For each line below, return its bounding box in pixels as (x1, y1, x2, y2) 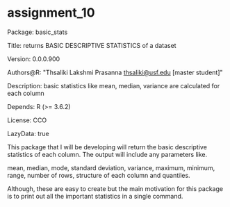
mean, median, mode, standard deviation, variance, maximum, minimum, (7, 163, 215, 172)
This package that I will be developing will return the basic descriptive (7, 142, 207, 151)
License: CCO (7, 116, 47, 124)
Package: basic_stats (7, 28, 68, 36)
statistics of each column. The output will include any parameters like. (7, 150, 208, 158)
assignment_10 (7, 5, 95, 21)
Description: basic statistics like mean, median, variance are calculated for (7, 81, 220, 90)
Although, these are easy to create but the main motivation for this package (7, 184, 224, 192)
